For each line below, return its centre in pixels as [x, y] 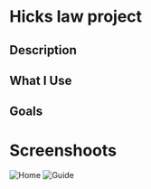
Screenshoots [63, 150]
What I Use [41, 80]
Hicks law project [76, 17]
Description [43, 50]
